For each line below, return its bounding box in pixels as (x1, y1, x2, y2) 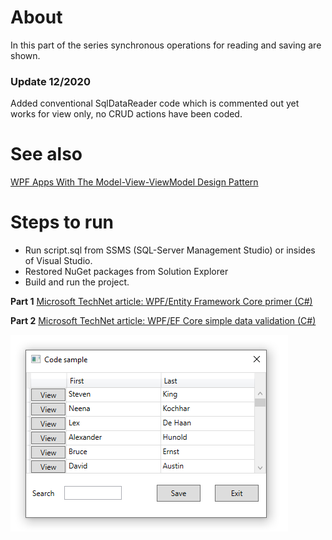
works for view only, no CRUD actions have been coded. (10, 108, 243, 120)
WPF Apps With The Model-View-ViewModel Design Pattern (10, 176, 259, 188)
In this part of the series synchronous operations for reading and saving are (10, 39, 322, 51)
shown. (10, 49, 41, 61)
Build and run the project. (24, 276, 130, 288)
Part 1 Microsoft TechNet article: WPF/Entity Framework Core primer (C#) (10, 296, 313, 308)
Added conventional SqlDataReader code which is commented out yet (10, 97, 300, 110)
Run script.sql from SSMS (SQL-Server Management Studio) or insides (24, 244, 316, 256)
